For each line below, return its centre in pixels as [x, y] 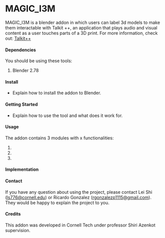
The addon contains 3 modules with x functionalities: [59, 138]
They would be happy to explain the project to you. [57, 203]
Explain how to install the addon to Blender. [57, 93]
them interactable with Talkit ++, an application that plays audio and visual [81, 27]
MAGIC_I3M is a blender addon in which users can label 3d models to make [83, 22]
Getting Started [22, 104]
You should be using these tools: [39, 61]
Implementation [22, 169]
